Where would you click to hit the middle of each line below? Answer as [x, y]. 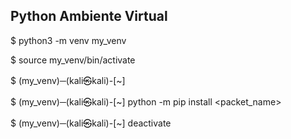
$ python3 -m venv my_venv [68, 40]
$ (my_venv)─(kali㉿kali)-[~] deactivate [91, 123]
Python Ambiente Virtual [89, 16]
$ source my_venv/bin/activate [73, 60]
